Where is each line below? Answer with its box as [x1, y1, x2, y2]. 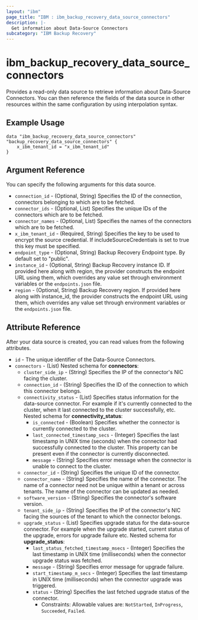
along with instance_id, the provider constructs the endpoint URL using [14, 293, 188, 300]
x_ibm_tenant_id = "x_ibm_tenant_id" [17, 144, 110, 150]
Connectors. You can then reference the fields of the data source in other [6, 95, 185, 102]
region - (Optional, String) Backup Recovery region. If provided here [14, 286, 181, 293]
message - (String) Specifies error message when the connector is [32, 456, 192, 463]
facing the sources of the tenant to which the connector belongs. [23, 512, 182, 520]
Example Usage [6, 118, 65, 128]
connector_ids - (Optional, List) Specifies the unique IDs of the [14, 204, 167, 212]
